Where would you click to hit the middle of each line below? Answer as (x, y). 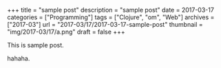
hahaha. (19, 58)
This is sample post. (35, 45)
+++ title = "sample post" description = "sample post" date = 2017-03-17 (111, 10)
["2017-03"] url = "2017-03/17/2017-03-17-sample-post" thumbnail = (105, 24)
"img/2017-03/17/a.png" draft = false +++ (66, 32)
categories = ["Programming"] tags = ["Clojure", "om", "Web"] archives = (111, 17)
